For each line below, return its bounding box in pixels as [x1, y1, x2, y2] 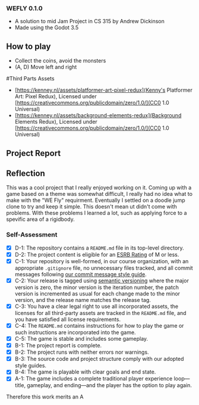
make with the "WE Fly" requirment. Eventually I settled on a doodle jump [6, 197, 185, 204]
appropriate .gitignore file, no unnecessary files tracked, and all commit [14, 264, 193, 272]
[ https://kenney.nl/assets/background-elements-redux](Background [14, 112, 182, 119]
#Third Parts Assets [6, 75, 55, 82]
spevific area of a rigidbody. [6, 216, 75, 223]
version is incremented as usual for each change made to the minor [14, 290, 180, 297]
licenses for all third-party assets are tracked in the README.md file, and [14, 309, 187, 316]
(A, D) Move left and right [14, 64, 77, 71]
